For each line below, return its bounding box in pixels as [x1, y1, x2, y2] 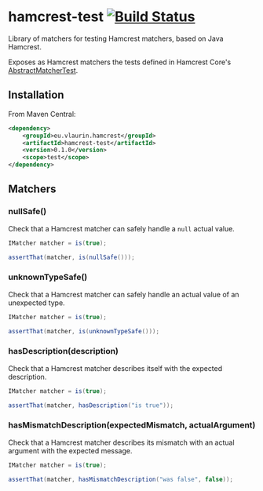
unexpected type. [8, 298, 65, 307]
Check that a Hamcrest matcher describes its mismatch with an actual [8, 438, 235, 447]
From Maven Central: [8, 109, 76, 118]
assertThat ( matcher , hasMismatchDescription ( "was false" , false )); [8, 475, 234, 483]
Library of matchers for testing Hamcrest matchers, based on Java [8, 34, 224, 43]
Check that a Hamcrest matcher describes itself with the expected [8, 363, 223, 373]
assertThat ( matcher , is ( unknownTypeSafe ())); [8, 327, 159, 335]
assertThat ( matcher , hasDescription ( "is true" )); [8, 401, 174, 409]
